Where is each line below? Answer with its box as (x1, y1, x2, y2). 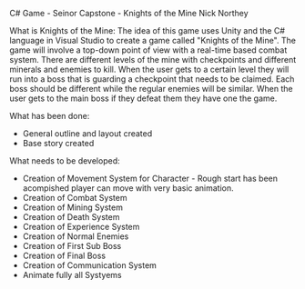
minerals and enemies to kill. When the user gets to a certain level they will (9, 64, 290, 75)
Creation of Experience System (22, 222, 140, 232)
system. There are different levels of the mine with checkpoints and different (9, 55, 297, 65)
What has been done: (9, 111, 90, 121)
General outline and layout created (22, 128, 153, 139)
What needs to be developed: (9, 155, 120, 166)
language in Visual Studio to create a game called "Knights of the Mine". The (9, 35, 296, 45)
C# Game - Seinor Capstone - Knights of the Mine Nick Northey (9, 8, 249, 18)
